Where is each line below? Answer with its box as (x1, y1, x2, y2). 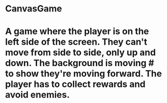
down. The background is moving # (5, 58, 155, 69)
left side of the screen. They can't (5, 36, 148, 48)
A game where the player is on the (5, 26, 150, 37)
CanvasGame (5, 3, 62, 14)
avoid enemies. (5, 89, 70, 101)
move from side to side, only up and (5, 47, 156, 58)
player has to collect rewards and (5, 79, 146, 90)
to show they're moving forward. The (5, 68, 162, 80)
